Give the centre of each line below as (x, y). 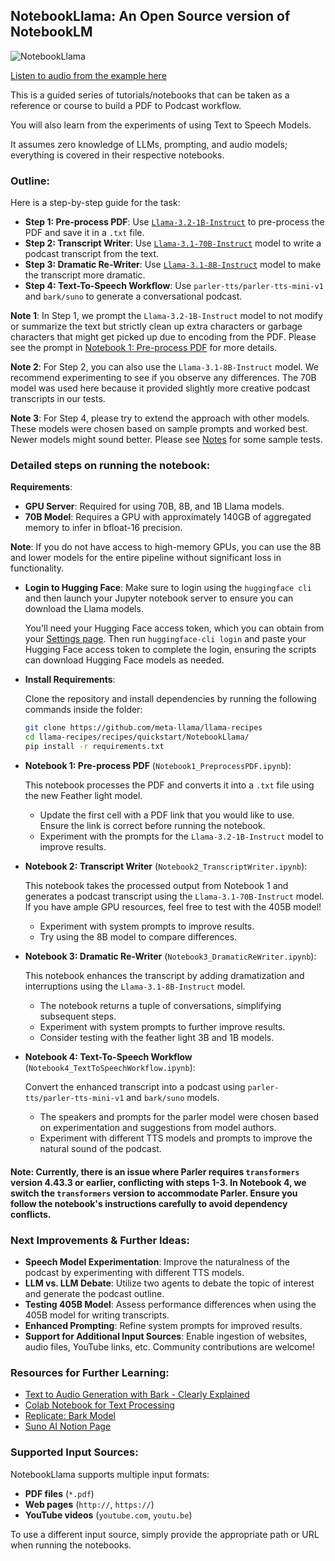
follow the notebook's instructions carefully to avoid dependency (149, 1203)
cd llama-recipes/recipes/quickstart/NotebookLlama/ (137, 737)
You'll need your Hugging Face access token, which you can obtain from (174, 628)
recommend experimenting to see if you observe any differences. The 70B (163, 378)
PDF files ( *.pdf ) (59, 1493)
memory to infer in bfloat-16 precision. (103, 528)
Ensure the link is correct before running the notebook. (152, 826)
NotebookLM (51, 32)
